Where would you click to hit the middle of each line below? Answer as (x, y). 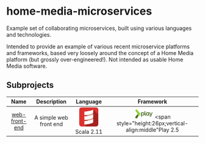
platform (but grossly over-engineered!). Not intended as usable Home (95, 59)
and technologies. (29, 34)
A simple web (51, 118)
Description (52, 101)
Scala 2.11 (89, 131)
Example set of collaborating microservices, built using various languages (99, 28)
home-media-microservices (79, 11)
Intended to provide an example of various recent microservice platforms (98, 46)
